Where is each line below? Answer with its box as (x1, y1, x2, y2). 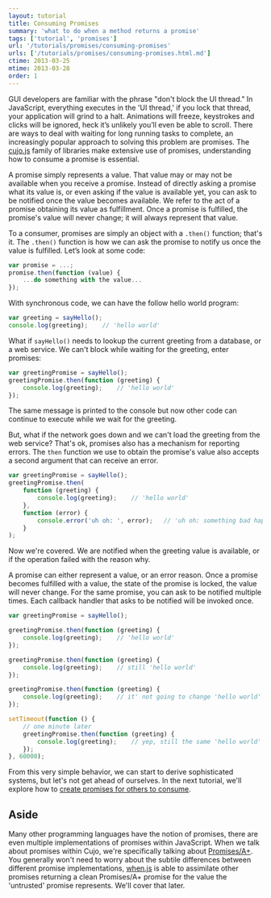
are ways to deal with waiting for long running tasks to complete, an (8, 128, 234, 138)
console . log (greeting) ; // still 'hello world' (23, 663, 197, 671)
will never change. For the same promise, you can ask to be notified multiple (8, 587, 262, 598)
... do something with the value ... (23, 276, 143, 284)
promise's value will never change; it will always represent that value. (8, 212, 239, 222)
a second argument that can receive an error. (8, 455, 159, 465)
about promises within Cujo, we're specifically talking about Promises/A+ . (8, 846, 253, 856)
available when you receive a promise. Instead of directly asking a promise (8, 178, 256, 188)
